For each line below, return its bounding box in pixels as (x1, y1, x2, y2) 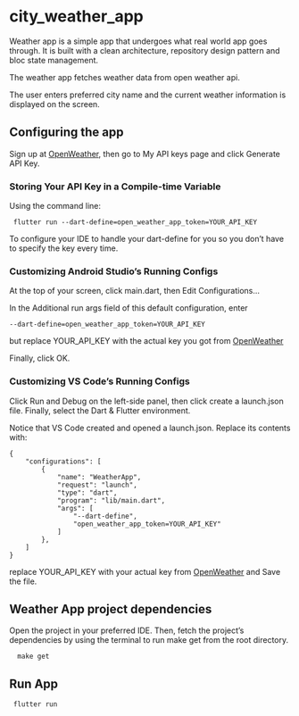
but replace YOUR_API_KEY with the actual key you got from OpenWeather (9, 336, 284, 346)
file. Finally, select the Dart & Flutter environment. (9, 404, 191, 416)
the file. (9, 576, 37, 587)
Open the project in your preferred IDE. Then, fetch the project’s (9, 625, 245, 636)
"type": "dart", (56, 488, 118, 497)
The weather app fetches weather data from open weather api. (9, 71, 241, 82)
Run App (9, 676, 59, 691)
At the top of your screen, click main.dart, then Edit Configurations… (9, 286, 261, 296)
